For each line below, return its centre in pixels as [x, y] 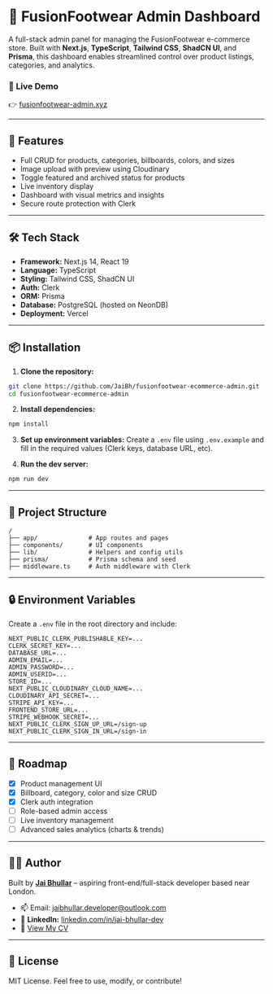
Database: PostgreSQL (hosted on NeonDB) [94, 304]
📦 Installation [45, 348]
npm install [28, 424]
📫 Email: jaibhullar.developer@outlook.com [93, 908]
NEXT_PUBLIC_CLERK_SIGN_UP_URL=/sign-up [78, 724]
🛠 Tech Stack [44, 238]
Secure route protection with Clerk [78, 204]
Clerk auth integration [56, 802]
